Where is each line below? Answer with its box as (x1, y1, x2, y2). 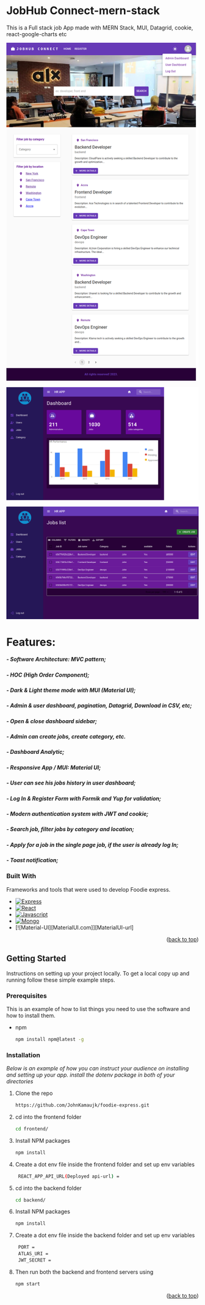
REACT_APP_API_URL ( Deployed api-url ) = (18, 1173, 120, 1179)
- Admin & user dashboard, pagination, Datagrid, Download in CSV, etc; (6, 702, 192, 709)
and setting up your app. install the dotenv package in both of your (6, 1071, 175, 1078)
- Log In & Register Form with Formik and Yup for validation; (6, 794, 162, 802)
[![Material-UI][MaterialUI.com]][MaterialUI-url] (15, 923, 134, 931)
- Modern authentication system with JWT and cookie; (6, 810, 149, 818)
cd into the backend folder (15, 1184, 82, 1192)
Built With (6, 872, 37, 881)
